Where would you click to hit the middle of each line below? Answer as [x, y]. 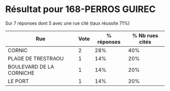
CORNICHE [21, 73]
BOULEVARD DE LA [31, 66]
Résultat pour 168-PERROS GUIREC [80, 9]
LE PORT [18, 81]
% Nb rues [145, 35]
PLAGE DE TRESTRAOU [36, 58]
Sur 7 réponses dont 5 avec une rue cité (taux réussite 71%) [68, 23]
